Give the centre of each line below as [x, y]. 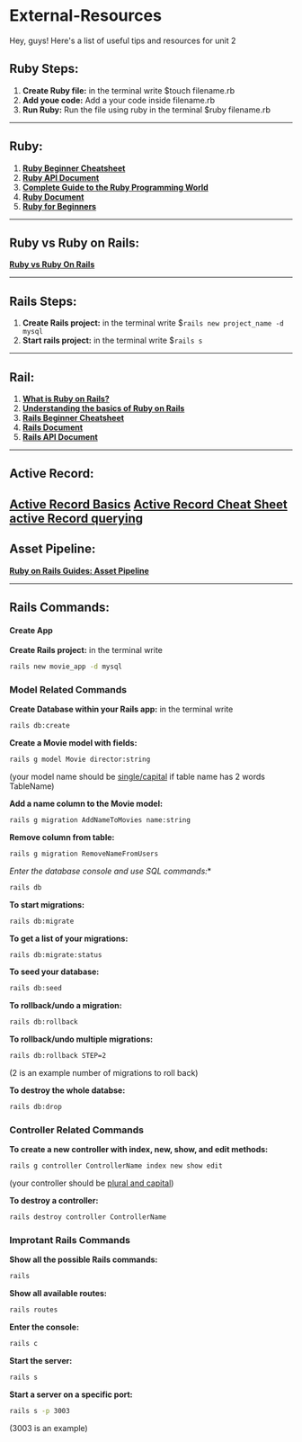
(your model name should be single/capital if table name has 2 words [137, 777]
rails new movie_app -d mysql [66, 667]
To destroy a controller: [54, 1201]
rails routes [34, 1310]
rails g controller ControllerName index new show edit [116, 1166]
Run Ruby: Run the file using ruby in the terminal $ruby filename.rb [147, 110]
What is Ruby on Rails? [66, 399]
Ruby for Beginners [59, 206]
